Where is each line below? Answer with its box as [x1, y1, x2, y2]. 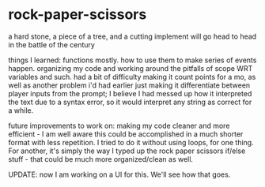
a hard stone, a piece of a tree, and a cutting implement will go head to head [8, 32, 257, 41]
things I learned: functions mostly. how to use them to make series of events [8, 55, 257, 65]
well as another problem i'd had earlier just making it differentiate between [8, 80, 251, 90]
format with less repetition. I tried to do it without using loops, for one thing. [8, 137, 255, 147]
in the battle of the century [8, 39, 95, 49]
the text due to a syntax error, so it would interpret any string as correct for [8, 97, 252, 107]
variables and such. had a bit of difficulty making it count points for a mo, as [8, 72, 256, 81]
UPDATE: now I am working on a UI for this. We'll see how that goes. [8, 170, 231, 179]
